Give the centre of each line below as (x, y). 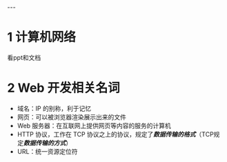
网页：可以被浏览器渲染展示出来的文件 (71, 117)
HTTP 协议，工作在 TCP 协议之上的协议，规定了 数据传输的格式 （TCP (115, 134)
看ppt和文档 (24, 57)
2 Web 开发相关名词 (63, 88)
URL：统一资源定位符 (47, 151)
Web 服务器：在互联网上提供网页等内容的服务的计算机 (94, 125)
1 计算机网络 (41, 37)
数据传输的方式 (45, 143)
